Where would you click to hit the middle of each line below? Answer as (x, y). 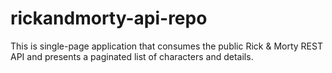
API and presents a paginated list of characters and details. (132, 56)
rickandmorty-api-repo (109, 18)
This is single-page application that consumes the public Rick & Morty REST (166, 46)
